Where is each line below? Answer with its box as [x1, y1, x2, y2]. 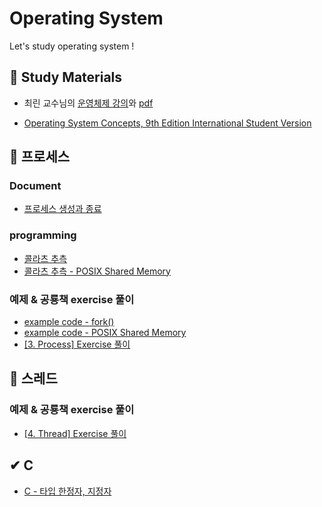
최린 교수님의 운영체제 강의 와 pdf [23, 97, 154, 109]
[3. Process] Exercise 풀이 [23, 338, 131, 351]
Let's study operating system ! [9, 40, 135, 52]
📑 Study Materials [9, 69, 123, 86]
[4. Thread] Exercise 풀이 [23, 427, 127, 439]
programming [9, 228, 77, 242]
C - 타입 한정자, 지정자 [23, 485, 112, 497]
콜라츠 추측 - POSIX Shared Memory [23, 265, 171, 277]
